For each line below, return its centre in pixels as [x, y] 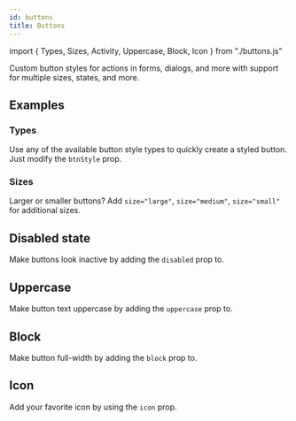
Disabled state [50, 238]
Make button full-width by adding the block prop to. [103, 357]
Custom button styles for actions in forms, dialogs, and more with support [144, 68]
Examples [37, 105]
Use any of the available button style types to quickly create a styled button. [148, 149]
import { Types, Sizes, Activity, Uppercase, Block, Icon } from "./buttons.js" [146, 50]
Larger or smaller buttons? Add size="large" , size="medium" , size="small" [145, 201]
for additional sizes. [45, 210]
